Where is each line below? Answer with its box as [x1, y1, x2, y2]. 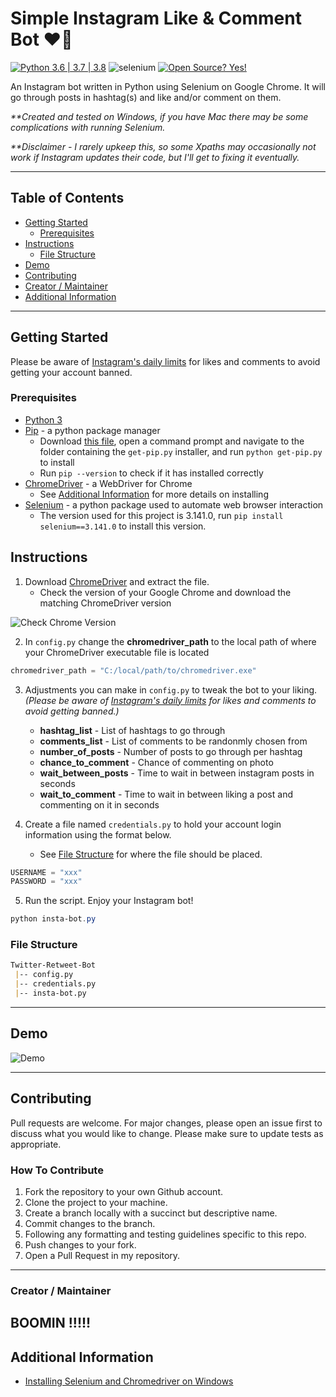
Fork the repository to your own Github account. [24, 1185, 224, 1197]
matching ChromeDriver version [39, 597, 172, 609]
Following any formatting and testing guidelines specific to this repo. [24, 1228, 307, 1240]
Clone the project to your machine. [24, 1196, 168, 1208]
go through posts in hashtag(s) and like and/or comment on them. [10, 91, 282, 103]
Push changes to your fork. [24, 1238, 137, 1251]
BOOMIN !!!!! [10, 1315, 92, 1332]
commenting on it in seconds [39, 798, 160, 811]
